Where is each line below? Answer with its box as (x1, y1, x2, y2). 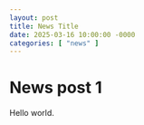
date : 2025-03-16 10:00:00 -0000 (9, 30, 136, 39)
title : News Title (9, 22, 79, 31)
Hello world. (9, 108, 54, 119)
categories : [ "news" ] (9, 38, 100, 48)
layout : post (9, 13, 59, 23)
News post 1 (9, 78, 102, 98)
